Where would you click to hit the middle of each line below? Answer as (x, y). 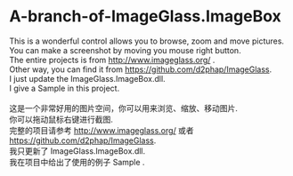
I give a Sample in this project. (65, 88)
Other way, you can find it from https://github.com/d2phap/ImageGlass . (141, 69)
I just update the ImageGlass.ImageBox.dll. (88, 78)
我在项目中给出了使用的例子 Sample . (77, 162)
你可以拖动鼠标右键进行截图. (61, 119)
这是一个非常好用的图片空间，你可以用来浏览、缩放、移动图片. (124, 108)
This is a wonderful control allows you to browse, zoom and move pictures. (147, 41)
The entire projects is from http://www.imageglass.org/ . (112, 60)
